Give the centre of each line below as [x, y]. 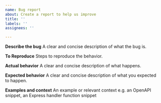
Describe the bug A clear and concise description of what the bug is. [76, 47]
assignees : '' [20, 28]
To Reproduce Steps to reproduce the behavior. [54, 56]
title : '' [15, 19]
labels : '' [16, 24]
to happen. [16, 81]
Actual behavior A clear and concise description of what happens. [73, 66]
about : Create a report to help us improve [51, 14]
